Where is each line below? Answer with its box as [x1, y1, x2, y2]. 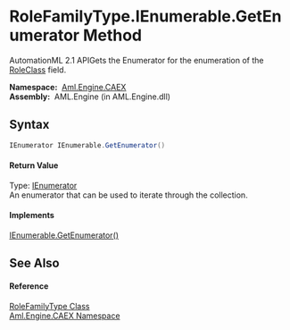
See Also [9, 256, 60, 271]
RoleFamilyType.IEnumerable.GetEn [9, 6, 282, 27]
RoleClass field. [9, 64, 67, 75]
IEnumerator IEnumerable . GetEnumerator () [9, 140, 166, 149]
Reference [9, 281, 49, 292]
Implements [9, 210, 55, 221]
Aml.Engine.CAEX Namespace [9, 310, 120, 321]
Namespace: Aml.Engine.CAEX [9, 81, 127, 92]
